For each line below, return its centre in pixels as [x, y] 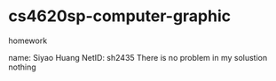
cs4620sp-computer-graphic [120, 16]
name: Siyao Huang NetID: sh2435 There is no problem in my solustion [138, 57]
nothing [22, 67]
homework [28, 40]
